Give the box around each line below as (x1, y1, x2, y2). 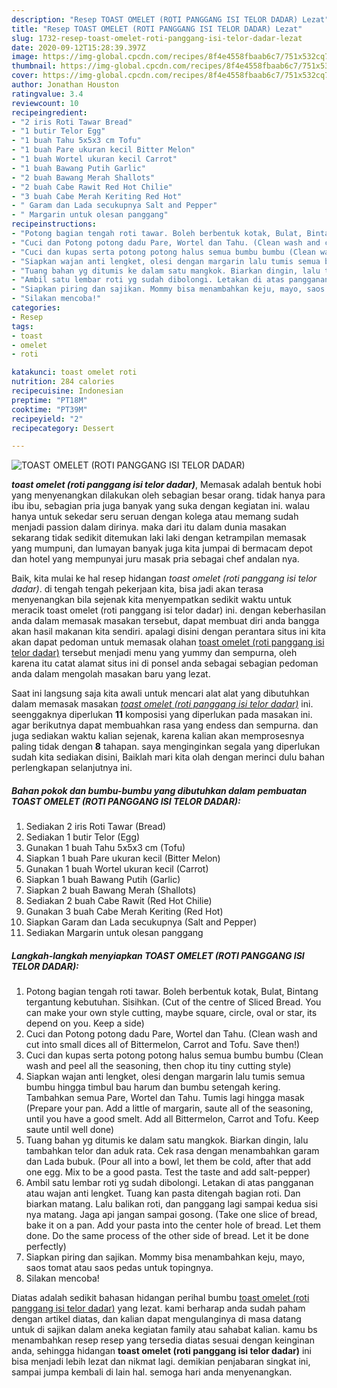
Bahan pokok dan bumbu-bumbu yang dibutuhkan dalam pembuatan (11, 784, 308, 796)
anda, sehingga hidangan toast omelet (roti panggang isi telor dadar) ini (11, 1345, 313, 1357)
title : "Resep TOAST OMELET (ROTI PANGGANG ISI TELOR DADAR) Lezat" (11, 24, 303, 34)
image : (11, 52, 39, 62)
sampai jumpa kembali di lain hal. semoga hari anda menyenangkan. (11, 1366, 293, 1378)
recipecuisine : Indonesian (11, 386, 124, 396)
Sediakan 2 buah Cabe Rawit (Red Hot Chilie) (25, 895, 213, 907)
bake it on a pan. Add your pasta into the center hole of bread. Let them (25, 1219, 322, 1231)
